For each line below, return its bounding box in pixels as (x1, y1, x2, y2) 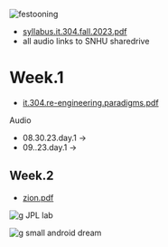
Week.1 (9, 68, 65, 88)
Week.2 (9, 168, 54, 184)
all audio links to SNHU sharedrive (22, 36, 150, 46)
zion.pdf (22, 192, 54, 203)
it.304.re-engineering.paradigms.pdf (22, 97, 160, 108)
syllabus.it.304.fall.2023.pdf (22, 26, 127, 36)
